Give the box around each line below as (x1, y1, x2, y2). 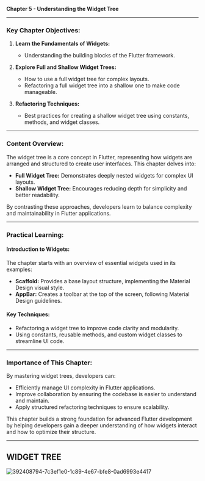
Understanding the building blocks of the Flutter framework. (24, 52, 176, 59)
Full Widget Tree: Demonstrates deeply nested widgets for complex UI (15, 172, 193, 179)
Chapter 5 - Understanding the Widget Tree (6, 5, 119, 12)
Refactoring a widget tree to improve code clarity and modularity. (15, 324, 179, 331)
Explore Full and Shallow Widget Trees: (15, 63, 117, 71)
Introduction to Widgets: (6, 245, 70, 253)
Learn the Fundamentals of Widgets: (15, 40, 110, 48)
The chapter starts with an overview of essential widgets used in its (6, 259, 176, 266)
